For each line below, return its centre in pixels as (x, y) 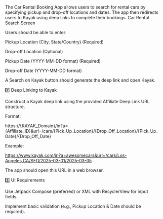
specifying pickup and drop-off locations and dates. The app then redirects (82, 12)
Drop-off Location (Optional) (34, 52)
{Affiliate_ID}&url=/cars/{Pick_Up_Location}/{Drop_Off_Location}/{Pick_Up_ (81, 131)
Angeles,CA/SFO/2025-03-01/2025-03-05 (49, 161)
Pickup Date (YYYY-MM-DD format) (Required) (53, 61)
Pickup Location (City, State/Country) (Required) (54, 42)
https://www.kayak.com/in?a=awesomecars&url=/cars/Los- (66, 155)
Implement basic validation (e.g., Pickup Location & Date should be (73, 206)
